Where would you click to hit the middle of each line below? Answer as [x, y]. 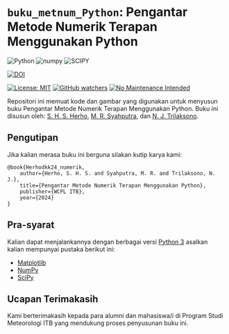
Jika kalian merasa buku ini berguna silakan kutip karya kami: [95, 154]
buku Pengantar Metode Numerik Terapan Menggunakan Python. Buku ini [113, 108]
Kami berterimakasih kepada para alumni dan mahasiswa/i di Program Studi [115, 316]
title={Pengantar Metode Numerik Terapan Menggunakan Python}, [113, 185]
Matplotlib [32, 262]
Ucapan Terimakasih [53, 299]
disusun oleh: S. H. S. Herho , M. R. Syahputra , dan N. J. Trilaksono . [103, 116]
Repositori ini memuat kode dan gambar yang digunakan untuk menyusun [112, 101]
